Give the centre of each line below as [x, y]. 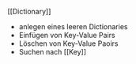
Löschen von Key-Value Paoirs [68, 43]
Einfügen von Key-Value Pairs [67, 35]
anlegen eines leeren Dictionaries [73, 26]
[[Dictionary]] [29, 11]
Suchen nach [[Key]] [53, 52]
